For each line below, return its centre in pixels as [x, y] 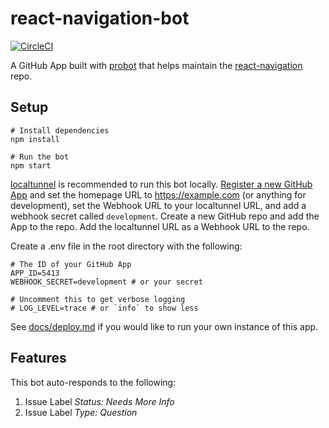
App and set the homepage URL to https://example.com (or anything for [158, 194]
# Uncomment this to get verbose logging [98, 299]
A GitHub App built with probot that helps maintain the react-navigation [156, 65]
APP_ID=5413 [35, 273]
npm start [31, 165]
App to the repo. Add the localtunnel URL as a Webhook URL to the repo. [160, 226]
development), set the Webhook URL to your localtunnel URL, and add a [158, 205]
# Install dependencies [60, 130]
